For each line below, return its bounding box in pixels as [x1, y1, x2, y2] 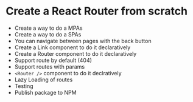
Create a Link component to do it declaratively [14, 44, 131, 51]
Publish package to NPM [14, 89, 77, 96]
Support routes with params [14, 63, 85, 70]
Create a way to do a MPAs [14, 24, 83, 32]
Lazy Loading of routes [14, 76, 73, 83]
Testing [14, 82, 34, 89]
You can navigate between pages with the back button [14, 37, 152, 44]
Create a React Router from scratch [5, 4, 188, 18]
